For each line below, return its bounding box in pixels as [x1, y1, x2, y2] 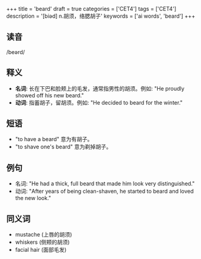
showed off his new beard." [15, 91, 84, 99]
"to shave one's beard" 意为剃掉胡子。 [15, 143, 112, 151]
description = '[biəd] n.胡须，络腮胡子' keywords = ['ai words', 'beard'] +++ [6, 12, 196, 19]
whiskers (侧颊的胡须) [15, 238, 70, 246]
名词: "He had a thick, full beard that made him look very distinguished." [15, 180, 196, 187]
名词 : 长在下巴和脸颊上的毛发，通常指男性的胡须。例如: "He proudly [15, 85, 185, 92]
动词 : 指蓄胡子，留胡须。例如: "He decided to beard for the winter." [15, 98, 183, 106]
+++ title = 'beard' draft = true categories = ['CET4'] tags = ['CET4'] [6, 5, 177, 12]
